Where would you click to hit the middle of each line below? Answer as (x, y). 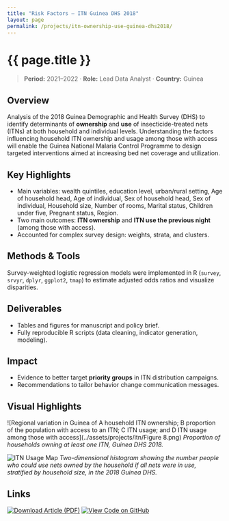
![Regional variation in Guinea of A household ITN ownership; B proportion (111, 423)
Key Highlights (39, 175)
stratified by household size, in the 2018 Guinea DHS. (82, 472)
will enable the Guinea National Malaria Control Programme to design (104, 146)
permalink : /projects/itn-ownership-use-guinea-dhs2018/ (90, 26)
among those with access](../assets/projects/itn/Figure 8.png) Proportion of (114, 438)
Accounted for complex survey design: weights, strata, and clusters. (113, 235)
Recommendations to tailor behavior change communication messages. (118, 385)
